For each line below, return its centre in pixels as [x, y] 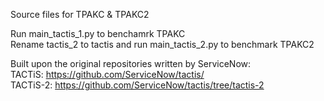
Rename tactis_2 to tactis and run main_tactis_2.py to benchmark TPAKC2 [162, 44]
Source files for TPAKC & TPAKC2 [80, 14]
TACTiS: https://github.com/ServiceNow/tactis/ [107, 74]
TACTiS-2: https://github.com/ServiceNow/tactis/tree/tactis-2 [137, 85]
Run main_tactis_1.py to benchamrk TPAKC [98, 33]
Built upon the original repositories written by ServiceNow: [131, 63]
